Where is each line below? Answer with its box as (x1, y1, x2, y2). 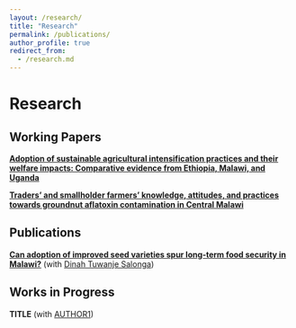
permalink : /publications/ (9, 30, 111, 39)
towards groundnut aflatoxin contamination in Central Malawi (9, 199, 245, 209)
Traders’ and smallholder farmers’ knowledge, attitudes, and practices (9, 190, 280, 200)
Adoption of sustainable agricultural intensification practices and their (9, 154, 279, 164)
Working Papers (9, 129, 102, 145)
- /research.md (17, 55, 75, 64)
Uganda (9, 173, 40, 182)
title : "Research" (9, 22, 78, 31)
